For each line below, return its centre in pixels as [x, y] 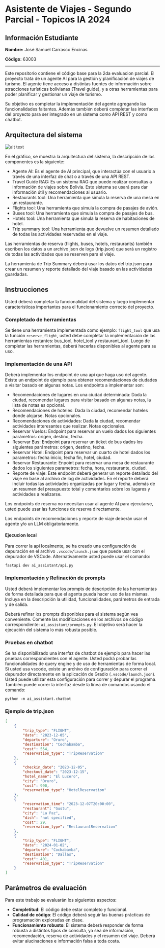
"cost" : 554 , [36, 749]
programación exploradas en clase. [48, 920]
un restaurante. [27, 203]
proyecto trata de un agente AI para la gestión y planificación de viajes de [80, 78]
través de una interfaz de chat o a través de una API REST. [71, 176]
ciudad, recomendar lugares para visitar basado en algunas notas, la [82, 400]
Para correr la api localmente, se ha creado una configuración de [71, 546]
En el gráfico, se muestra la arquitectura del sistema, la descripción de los [80, 156]
